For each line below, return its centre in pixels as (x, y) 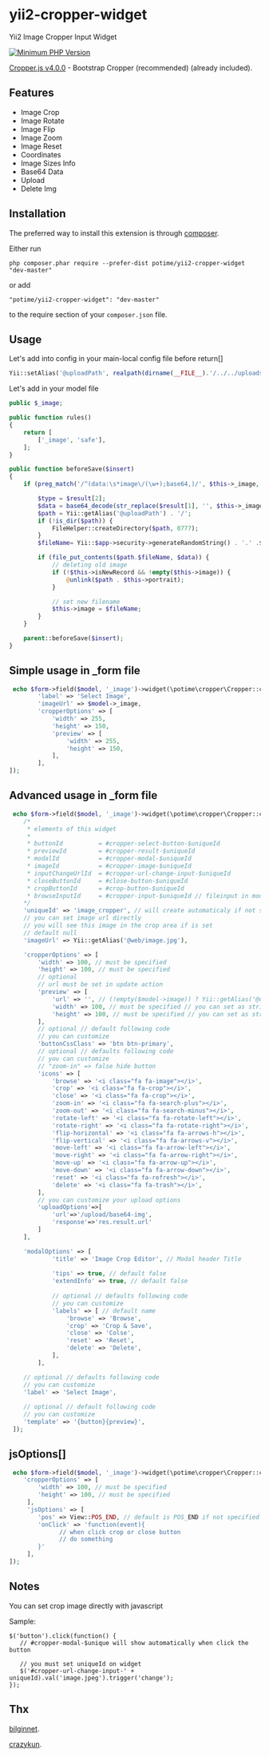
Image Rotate (42, 121)
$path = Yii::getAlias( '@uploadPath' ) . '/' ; (115, 513)
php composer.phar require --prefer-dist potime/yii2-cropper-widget (127, 263)
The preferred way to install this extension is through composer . (114, 233)
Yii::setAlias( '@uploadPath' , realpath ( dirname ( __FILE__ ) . (109, 373)
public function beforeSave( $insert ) (72, 469)
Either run (25, 248)
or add (20, 284)
